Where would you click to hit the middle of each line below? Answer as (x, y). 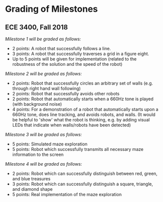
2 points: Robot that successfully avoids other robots (66, 94)
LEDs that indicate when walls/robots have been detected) (72, 125)
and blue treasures (31, 179)
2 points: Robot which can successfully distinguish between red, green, (85, 173)
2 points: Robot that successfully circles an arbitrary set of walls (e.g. (82, 83)
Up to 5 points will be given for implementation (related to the (74, 59)
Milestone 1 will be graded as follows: (43, 39)
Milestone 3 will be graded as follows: (44, 134)
